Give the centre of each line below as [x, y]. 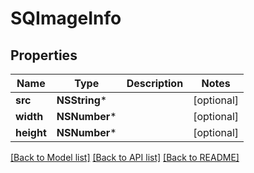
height [31, 132]
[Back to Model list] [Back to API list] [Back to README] [125, 157]
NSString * [82, 100]
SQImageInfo [66, 18]
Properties [44, 55]
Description [155, 83]
